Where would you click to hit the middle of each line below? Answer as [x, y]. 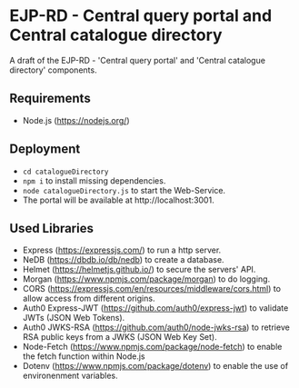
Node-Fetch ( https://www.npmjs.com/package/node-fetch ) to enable [152, 347]
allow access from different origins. [89, 298]
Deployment [45, 149]
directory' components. [53, 70]
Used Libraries [51, 228]
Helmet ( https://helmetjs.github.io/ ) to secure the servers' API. [139, 270]
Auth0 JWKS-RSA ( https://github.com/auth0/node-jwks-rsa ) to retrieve [156, 327]
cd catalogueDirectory [65, 172]
